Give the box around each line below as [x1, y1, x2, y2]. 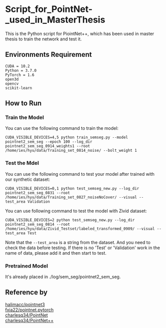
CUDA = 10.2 [5, 63, 30, 68]
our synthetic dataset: [5, 176, 50, 182]
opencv [5, 81, 19, 86]
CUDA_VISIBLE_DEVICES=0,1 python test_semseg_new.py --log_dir [5, 186, 140, 191]
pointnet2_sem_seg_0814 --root [5, 222, 70, 227]
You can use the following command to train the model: [5, 125, 119, 131]
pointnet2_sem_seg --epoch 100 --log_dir [5, 139, 93, 144]
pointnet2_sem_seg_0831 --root [5, 190, 70, 195]
